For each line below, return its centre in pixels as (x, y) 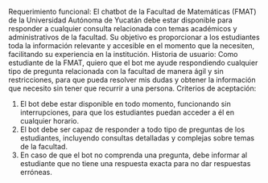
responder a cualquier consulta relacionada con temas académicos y (123, 28)
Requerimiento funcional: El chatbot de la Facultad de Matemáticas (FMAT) (132, 12)
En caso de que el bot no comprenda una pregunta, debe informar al (134, 155)
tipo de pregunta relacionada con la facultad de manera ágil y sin (116, 71)
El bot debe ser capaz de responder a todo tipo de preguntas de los (132, 129)
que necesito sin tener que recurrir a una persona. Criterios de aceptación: (132, 88)
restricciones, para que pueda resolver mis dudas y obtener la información (132, 80)
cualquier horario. (49, 121)
